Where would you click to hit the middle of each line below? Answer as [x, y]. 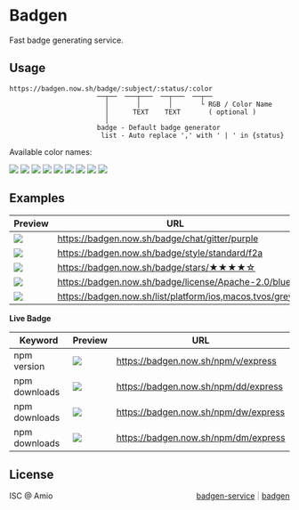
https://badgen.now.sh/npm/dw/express [201, 412]
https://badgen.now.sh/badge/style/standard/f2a [160, 253]
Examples [37, 198]
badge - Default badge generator [158, 127]
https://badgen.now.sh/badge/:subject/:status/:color [111, 89]
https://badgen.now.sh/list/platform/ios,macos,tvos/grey [175, 296]
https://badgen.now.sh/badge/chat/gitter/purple [158, 239]
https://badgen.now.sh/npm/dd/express [199, 386]
